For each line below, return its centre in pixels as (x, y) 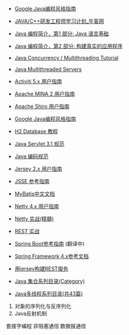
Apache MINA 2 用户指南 (45, 94)
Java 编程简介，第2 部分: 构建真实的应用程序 (69, 46)
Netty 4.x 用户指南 (37, 206)
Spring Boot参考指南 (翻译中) (50, 244)
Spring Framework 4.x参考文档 (52, 256)
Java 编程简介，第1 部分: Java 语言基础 (62, 33)
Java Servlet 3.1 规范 (39, 144)
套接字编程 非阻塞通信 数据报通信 (46, 326)
